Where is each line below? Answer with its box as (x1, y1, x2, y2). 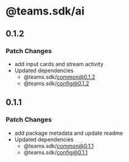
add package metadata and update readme (14, 129, 124, 137)
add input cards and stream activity (14, 60, 104, 67)
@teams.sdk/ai (5, 4, 85, 18)
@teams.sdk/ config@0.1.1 (23, 149, 88, 156)
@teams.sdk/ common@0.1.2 (23, 73, 96, 80)
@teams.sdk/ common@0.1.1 (23, 142, 94, 149)
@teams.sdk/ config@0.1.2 (23, 79, 89, 87)
